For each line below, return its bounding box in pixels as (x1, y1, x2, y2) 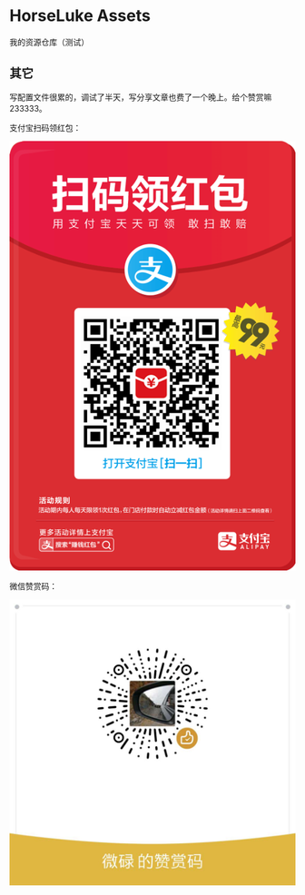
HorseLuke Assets (9, 5, 152, 26)
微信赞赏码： (9, 581, 57, 592)
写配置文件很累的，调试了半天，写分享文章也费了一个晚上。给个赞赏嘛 (9, 92, 272, 103)
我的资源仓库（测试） (9, 36, 89, 47)
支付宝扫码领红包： (9, 122, 82, 133)
